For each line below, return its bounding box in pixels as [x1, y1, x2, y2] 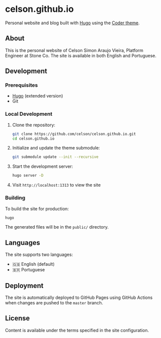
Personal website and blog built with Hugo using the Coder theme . [5, 20, 140, 26]
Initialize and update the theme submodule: [12, 145, 100, 151]
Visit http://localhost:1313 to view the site [12, 182, 101, 188]
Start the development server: [12, 163, 73, 169]
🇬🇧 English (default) [12, 261, 55, 267]
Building [5, 194, 26, 201]
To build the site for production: [5, 205, 69, 211]
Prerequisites [5, 82, 38, 89]
